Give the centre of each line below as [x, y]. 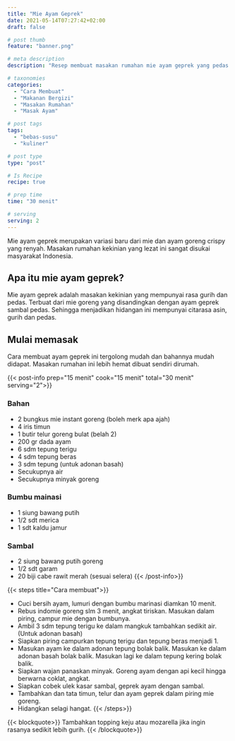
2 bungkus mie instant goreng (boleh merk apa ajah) [94, 419]
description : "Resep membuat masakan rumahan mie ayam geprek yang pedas [118, 66]
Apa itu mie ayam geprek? [66, 278]
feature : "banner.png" [41, 47]
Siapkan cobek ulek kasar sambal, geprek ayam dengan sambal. [111, 686]
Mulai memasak [43, 339]
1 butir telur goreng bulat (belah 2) [67, 434]
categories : [25, 85]
